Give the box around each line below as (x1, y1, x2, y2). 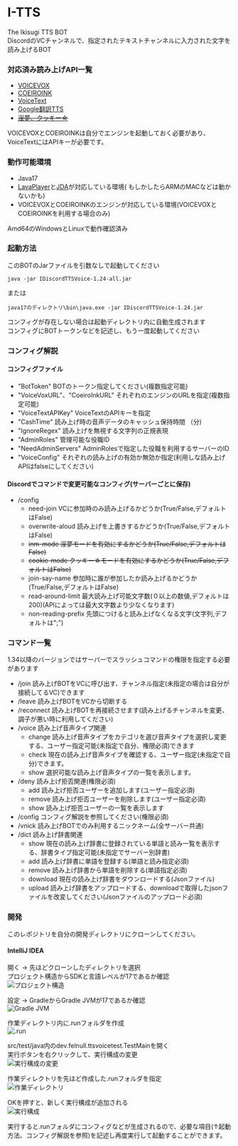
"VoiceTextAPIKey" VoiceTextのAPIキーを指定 (17, 408, 151, 417)
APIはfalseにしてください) (17, 461, 94, 470)
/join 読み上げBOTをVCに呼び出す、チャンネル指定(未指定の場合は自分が (17, 680, 229, 688)
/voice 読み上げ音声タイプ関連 (17, 724, 107, 732)
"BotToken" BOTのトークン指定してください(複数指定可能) (17, 382, 188, 390)
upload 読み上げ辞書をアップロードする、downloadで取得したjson (28, 884, 222, 892)
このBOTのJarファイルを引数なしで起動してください (7, 261, 160, 269)
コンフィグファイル (7, 365, 64, 373)
